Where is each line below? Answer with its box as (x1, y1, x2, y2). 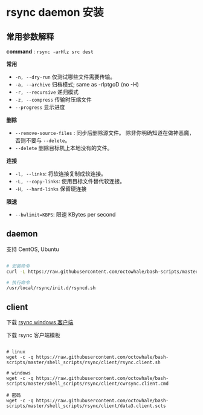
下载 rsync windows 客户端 (6, 319, 74, 326)
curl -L (6, 269, 26, 275)
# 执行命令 (6, 279, 30, 286)
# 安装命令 (6, 263, 30, 269)
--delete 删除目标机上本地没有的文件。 (14, 145, 113, 151)
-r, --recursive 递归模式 (14, 88, 79, 96)
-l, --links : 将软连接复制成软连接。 (14, 170, 107, 177)
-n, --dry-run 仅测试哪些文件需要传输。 (14, 73, 116, 80)
